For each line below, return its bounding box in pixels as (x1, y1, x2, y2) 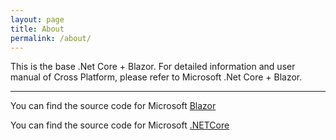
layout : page (10, 14, 65, 25)
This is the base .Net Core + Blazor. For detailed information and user (10, 61, 296, 73)
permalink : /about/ (10, 33, 92, 43)
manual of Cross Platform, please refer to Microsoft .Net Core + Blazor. (10, 71, 303, 83)
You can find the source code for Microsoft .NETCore (10, 119, 230, 131)
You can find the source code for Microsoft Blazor (10, 100, 217, 112)
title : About (10, 24, 65, 34)
